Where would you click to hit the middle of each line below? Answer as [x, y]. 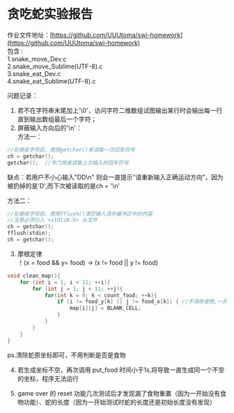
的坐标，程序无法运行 [48, 378]
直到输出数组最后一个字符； [57, 119]
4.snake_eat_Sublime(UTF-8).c [52, 81]
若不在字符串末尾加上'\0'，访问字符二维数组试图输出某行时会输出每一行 [120, 110]
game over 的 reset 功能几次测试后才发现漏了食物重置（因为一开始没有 [119, 393]
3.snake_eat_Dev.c [34, 73]
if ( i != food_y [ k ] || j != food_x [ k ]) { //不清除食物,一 [140, 302]
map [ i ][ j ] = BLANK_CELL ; [105, 308]
